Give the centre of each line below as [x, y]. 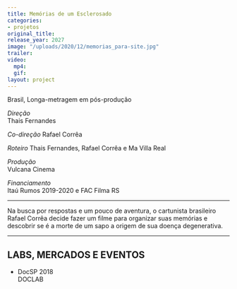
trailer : [20, 54]
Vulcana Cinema [31, 170]
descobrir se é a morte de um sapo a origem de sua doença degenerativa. [115, 226]
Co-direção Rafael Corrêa [45, 134]
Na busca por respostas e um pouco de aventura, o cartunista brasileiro [112, 211]
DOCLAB [30, 279]
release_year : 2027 [36, 40]
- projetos [23, 27]
